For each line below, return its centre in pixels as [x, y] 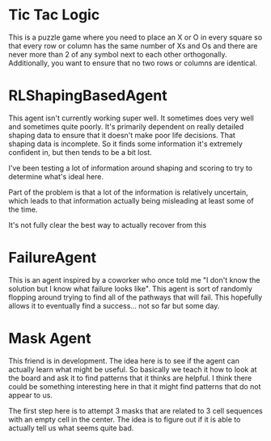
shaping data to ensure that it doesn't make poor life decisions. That [122, 135]
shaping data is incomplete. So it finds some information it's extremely [125, 144]
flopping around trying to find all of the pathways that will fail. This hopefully [135, 297]
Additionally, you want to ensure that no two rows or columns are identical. [133, 63]
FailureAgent [53, 258]
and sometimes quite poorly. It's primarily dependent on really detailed [126, 126]
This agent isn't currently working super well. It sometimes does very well [131, 118]
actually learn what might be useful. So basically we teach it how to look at [133, 369]
